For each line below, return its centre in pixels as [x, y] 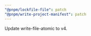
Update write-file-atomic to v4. [36, 28]
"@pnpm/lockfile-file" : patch [36, 10]
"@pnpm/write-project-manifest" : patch [45, 14]
